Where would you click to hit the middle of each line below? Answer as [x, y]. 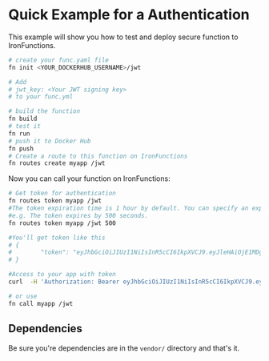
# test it [25, 126]
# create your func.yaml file [59, 60]
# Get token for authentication [62, 194]
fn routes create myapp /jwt [57, 163]
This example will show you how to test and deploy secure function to [123, 37]
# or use [23, 296]
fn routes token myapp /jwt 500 [62, 223]
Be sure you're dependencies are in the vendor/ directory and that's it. [124, 348]
